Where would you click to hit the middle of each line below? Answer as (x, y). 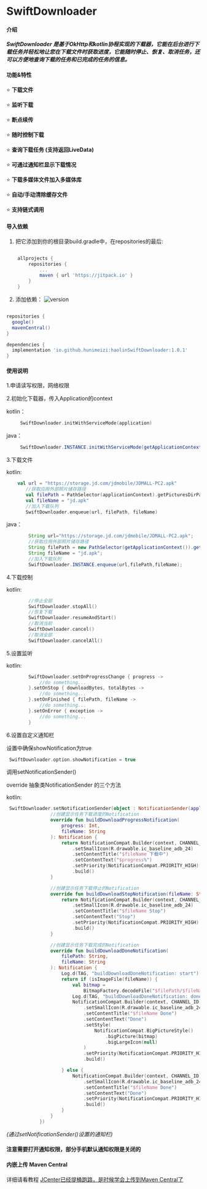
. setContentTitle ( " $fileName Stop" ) (119, 911)
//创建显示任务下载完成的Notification (95, 945)
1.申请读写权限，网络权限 (38, 386)
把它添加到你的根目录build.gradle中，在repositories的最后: (89, 241)
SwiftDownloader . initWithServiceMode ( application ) (86, 423)
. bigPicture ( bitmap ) (131, 1036)
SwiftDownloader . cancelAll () (66, 641)
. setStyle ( (97, 1025)
